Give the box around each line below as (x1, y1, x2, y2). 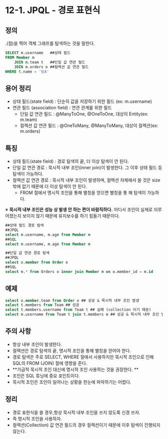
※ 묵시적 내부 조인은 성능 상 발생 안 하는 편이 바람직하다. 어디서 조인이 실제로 (5, 207, 153, 212)
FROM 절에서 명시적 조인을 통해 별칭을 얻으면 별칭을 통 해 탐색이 (19, 190, 146, 196)
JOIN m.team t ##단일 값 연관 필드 (14, 60, 85, 65)
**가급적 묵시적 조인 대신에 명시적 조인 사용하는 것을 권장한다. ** (12, 366, 139, 372)
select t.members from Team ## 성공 (5, 303, 79, 308)
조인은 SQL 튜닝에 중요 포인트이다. (12, 372, 80, 379)
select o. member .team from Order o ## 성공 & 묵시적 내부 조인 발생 (5, 298, 139, 303)
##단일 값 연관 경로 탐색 (5, 250, 50, 256)
